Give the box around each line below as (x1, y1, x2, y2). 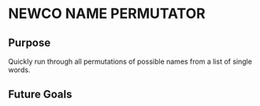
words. (8, 65, 31, 75)
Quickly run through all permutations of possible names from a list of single (8, 57, 252, 66)
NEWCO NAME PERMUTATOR (8, 5, 206, 23)
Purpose (8, 36, 51, 49)
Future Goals (8, 88, 72, 101)
